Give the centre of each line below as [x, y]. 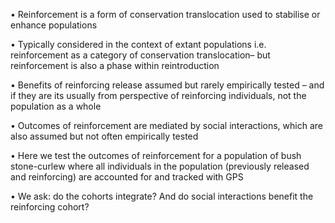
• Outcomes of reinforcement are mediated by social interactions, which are [166, 125]
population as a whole [56, 106]
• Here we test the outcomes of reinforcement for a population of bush [156, 155]
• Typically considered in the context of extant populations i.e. [138, 44]
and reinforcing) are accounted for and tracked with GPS [127, 177]
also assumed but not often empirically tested [104, 136]
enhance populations [54, 25]
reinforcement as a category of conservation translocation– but [140, 55]
